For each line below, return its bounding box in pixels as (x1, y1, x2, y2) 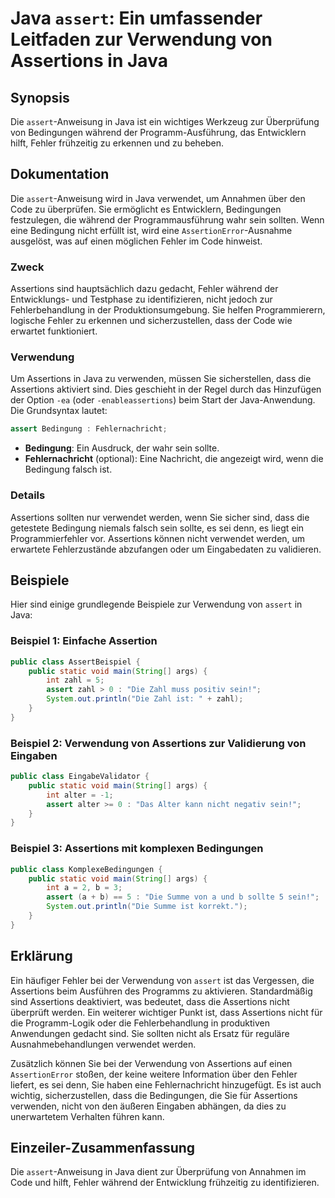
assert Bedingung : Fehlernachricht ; (10, 424, 168, 434)
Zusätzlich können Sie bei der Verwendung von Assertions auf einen (10, 1057, 293, 1069)
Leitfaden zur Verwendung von (10, 28, 273, 51)
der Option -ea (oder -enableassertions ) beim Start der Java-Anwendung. (10, 394, 316, 406)
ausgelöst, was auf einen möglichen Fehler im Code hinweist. (10, 235, 263, 247)
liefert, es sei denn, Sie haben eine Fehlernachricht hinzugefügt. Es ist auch (10, 1078, 322, 1091)
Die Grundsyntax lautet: (10, 405, 108, 417)
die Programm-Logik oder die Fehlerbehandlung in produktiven (10, 1017, 270, 1029)
